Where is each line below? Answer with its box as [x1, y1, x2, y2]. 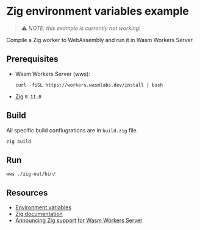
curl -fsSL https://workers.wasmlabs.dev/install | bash [15, 82, 163, 88]
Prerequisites [6, 54, 59, 65]
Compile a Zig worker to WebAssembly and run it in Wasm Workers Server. [6, 36, 194, 43]
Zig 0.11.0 [15, 93, 41, 100]
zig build [6, 138, 32, 145]
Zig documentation [15, 210, 63, 218]
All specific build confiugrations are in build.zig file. [6, 126, 138, 134]
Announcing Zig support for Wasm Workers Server [15, 217, 143, 224]
